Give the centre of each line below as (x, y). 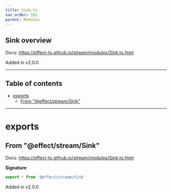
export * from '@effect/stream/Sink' (46, 177)
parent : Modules (23, 19)
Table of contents (34, 83)
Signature (16, 168)
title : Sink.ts (21, 10)
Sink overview (29, 40)
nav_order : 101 (21, 15)
